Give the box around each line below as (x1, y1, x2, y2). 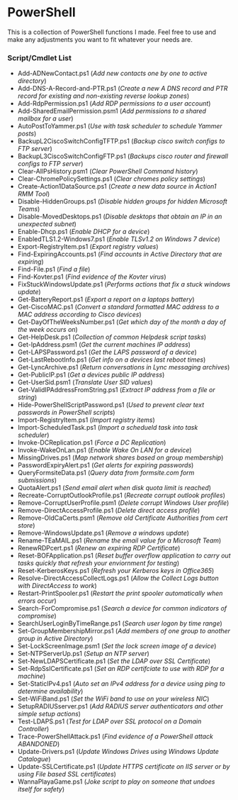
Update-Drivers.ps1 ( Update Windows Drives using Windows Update (17, 748, 220, 756)
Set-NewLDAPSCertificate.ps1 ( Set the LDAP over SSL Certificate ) (17, 657, 211, 665)
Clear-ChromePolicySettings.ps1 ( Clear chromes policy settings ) (17, 174, 205, 183)
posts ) (17, 129, 37, 138)
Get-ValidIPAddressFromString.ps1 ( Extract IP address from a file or (17, 386, 215, 394)
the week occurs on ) (17, 326, 78, 334)
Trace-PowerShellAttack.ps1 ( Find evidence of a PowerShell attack (17, 732, 214, 741)
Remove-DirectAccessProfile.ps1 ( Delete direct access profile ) (17, 506, 200, 515)
